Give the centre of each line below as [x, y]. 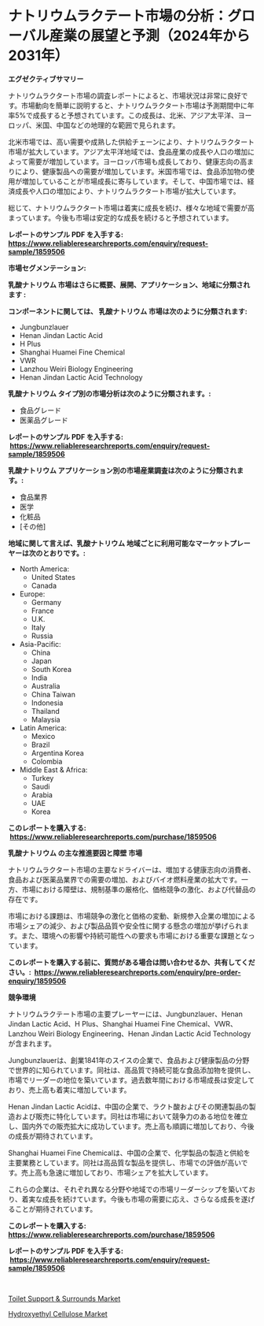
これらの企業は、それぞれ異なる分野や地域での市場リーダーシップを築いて [128, 1189]
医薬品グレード [44, 420]
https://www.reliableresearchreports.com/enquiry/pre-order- [137, 972]
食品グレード [40, 410]
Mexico [43, 736]
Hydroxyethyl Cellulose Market [58, 1313]
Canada [44, 585]
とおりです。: [64, 553]
